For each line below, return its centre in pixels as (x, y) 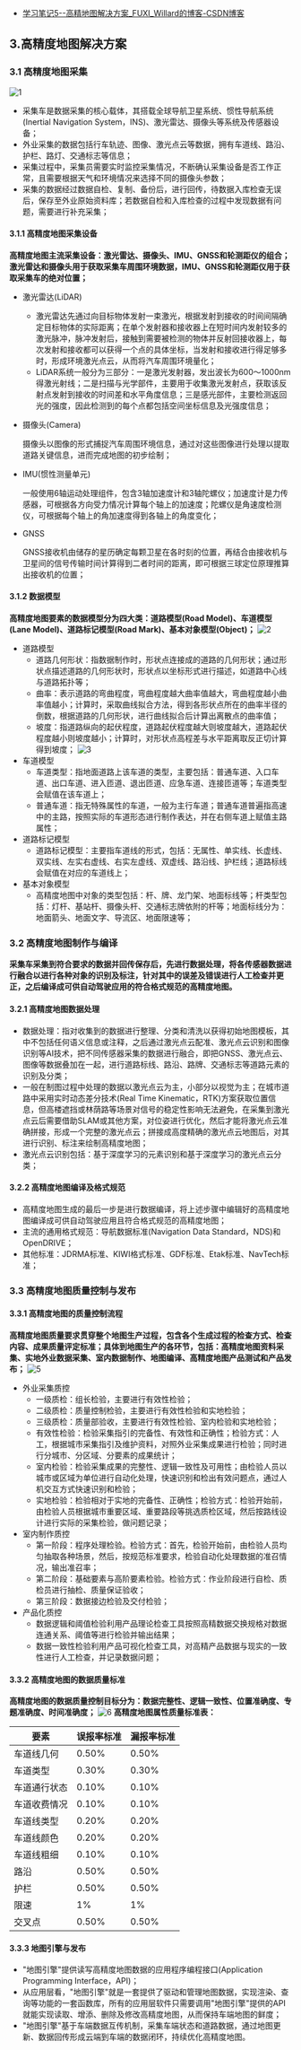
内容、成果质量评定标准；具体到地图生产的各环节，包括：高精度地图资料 (142, 1346)
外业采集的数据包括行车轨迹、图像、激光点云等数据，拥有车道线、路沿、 (155, 144)
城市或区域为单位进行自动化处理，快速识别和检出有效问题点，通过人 (161, 1478)
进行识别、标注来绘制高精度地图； (85, 1143)
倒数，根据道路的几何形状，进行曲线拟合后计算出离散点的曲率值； (157, 716)
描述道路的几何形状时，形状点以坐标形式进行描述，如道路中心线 (169, 671)
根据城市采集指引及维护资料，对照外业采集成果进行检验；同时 (165, 1444)
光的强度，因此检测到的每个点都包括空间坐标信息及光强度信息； (153, 406)
